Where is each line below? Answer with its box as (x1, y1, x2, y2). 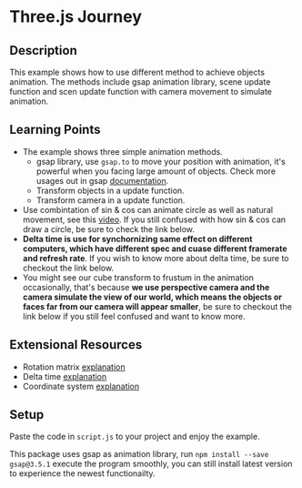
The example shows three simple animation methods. (22, 146, 223, 157)
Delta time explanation (22, 371, 107, 381)
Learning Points (9, 122, 101, 137)
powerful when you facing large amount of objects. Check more (35, 166, 276, 177)
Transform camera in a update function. (35, 194, 186, 206)
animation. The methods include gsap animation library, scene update (9, 76, 271, 87)
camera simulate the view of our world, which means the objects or (22, 291, 283, 302)
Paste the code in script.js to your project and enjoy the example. (9, 431, 261, 442)
